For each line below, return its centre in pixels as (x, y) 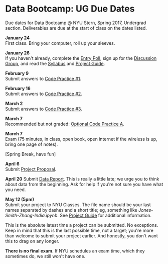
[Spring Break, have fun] (31, 154)
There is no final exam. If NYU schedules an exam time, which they (75, 251)
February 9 (17, 73)
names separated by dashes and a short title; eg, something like (71, 210)
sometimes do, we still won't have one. (45, 256)
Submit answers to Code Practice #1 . (43, 78)
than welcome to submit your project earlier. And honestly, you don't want (81, 236)
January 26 (18, 53)
